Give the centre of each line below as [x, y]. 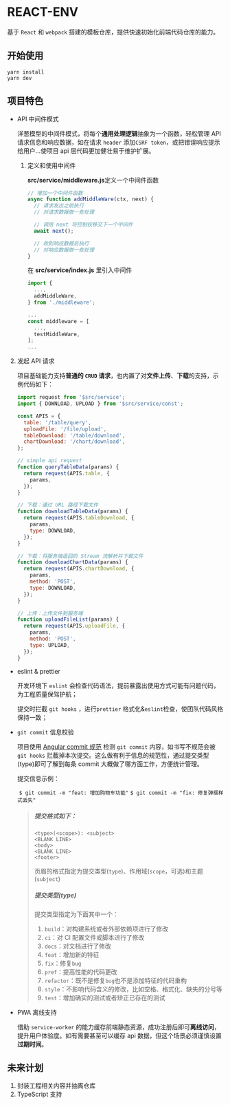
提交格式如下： [55, 816]
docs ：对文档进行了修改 [78, 946]
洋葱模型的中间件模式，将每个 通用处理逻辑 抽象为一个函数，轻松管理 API [119, 133]
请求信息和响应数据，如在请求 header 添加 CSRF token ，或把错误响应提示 [119, 142]
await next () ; [54, 231]
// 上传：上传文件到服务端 [50, 613]
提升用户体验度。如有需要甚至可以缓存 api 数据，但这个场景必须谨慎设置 [119, 1035]
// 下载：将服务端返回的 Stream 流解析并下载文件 [80, 556]
